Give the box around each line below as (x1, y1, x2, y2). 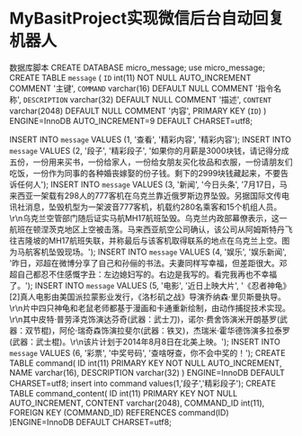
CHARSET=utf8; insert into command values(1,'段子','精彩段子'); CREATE (9, 378, 277, 388)
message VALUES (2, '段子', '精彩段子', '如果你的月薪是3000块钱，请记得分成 (9, 145, 289, 156)
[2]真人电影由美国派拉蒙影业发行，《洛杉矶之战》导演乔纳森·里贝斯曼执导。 (9, 291, 286, 302)
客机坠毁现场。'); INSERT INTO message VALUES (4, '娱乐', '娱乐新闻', (32, 246, 287, 257)
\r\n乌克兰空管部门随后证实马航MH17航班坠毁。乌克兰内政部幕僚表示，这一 (9, 212, 288, 223)
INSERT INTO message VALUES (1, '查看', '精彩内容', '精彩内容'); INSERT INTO (9, 134, 292, 145)
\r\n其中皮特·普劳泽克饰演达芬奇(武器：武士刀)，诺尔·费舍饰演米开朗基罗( (9, 314, 280, 325)
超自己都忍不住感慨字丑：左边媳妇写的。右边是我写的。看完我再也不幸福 (9, 269, 277, 280)
